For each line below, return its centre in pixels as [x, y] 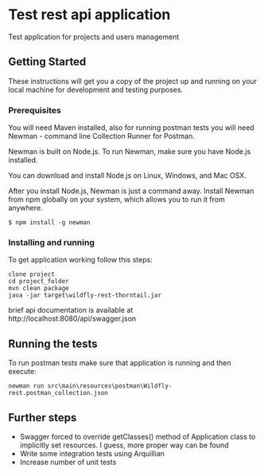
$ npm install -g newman [49, 223]
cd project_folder [39, 282]
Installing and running [52, 242]
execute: [23, 372]
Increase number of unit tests [68, 462]
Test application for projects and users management [94, 37]
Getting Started [47, 62]
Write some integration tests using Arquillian [92, 453]
